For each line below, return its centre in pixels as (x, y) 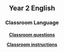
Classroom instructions (32, 44)
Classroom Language (32, 23)
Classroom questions (32, 34)
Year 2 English (32, 8)
